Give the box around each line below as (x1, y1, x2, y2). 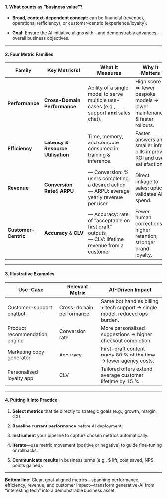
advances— (136, 30, 161, 36)
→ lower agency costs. (101, 357, 154, 364)
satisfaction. (135, 161, 164, 168)
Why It (142, 64, 159, 71)
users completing (88, 175, 129, 182)
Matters (141, 70, 160, 77)
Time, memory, (88, 133, 123, 140)
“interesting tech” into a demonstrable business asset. (5, 487, 116, 493)
